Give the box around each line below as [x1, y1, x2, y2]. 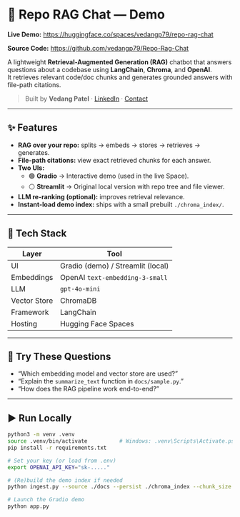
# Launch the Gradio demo [7, 496, 84, 503]
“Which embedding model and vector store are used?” [17, 369, 179, 378]
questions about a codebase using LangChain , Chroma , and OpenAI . [7, 65, 212, 74]
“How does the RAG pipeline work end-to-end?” [17, 385, 159, 393]
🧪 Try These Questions [7, 350, 111, 363]
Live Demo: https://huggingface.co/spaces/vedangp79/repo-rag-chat [7, 30, 214, 39]
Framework [11, 307, 49, 317]
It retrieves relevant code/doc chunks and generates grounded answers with [7, 73, 233, 81]
